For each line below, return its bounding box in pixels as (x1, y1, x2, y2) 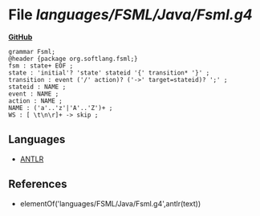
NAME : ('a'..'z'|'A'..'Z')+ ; (8, 104, 113, 112)
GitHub (8, 32, 33, 42)
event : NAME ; (8, 90, 59, 98)
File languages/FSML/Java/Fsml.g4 (8, 6, 253, 24)
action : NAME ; (8, 96, 63, 105)
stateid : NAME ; (8, 83, 67, 91)
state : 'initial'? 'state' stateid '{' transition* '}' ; (8, 68, 210, 77)
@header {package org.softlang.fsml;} (8, 55, 138, 63)
